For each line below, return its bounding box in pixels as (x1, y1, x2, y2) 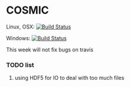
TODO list (6, 60, 34, 69)
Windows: (6, 34, 31, 41)
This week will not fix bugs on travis (6, 46, 93, 53)
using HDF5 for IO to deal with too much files (14, 75, 125, 82)
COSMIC (6, 4, 49, 17)
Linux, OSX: (6, 23, 35, 30)
